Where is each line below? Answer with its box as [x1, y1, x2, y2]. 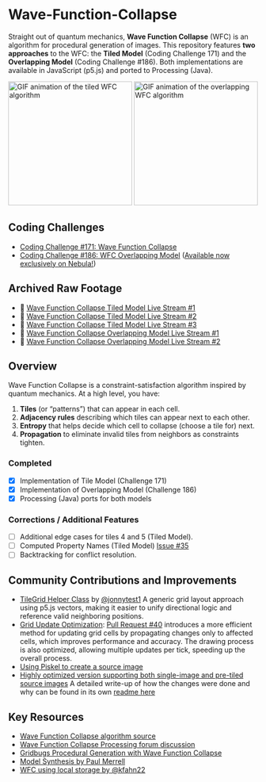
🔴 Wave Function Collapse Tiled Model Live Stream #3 [19, 320, 197, 329]
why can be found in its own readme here [19, 688, 156, 697]
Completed [8, 458, 52, 469]
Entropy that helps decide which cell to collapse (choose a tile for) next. [19, 421, 255, 431]
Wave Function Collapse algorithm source [19, 731, 156, 741]
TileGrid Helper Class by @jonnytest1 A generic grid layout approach [19, 595, 244, 604]
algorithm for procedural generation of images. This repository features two [8, 40, 256, 49]
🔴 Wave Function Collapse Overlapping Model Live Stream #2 [19, 336, 221, 346]
